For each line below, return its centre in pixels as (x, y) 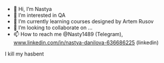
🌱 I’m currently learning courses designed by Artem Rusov (83, 21)
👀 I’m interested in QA (39, 15)
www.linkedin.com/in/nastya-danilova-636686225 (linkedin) (86, 43)
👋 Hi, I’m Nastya (33, 9)
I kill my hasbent (25, 54)
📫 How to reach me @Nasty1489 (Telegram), (68, 34)
